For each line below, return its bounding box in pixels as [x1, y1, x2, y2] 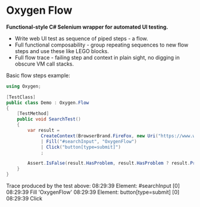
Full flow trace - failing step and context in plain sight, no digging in [14, 54, 180, 61]
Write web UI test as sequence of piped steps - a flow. [14, 35, 149, 42]
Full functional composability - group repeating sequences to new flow [14, 41, 189, 48]
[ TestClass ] [6, 94, 36, 100]
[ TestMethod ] [17, 111, 49, 117]
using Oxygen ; [6, 83, 42, 89]
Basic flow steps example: [6, 72, 70, 79]
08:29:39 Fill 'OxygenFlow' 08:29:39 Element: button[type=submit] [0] [6, 189, 180, 196]
